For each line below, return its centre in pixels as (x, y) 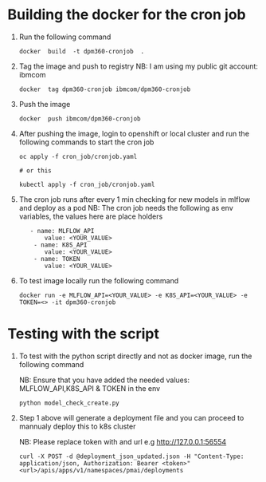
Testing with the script (84, 334)
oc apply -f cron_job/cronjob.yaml (78, 156)
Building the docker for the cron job (127, 15)
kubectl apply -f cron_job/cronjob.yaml (87, 184)
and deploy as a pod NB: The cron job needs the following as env (126, 207)
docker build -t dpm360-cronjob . (82, 51)
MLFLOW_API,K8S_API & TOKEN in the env (90, 388)
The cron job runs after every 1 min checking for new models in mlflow (134, 199)
